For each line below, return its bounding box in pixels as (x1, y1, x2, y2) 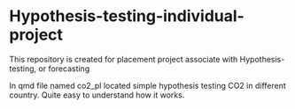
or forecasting (38, 63, 90, 74)
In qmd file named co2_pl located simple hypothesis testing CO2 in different (9, 80, 286, 91)
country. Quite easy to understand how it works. (9, 90, 185, 100)
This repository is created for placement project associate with (9, 54, 238, 64)
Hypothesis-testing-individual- (9, 6, 245, 26)
